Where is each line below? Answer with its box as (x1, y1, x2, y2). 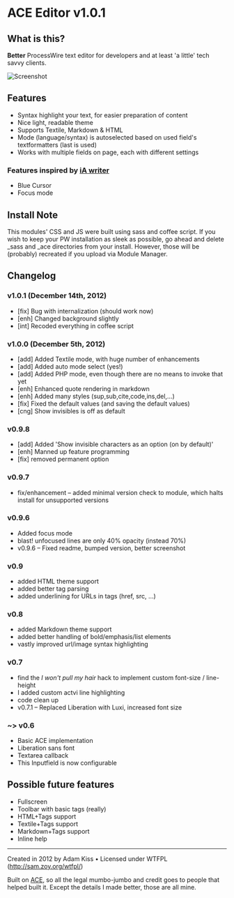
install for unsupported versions (17, 496, 109, 504)
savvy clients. (7, 59, 47, 67)
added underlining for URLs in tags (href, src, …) (17, 592, 157, 601)
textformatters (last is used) (17, 140, 97, 149)
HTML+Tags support (17, 812, 77, 820)
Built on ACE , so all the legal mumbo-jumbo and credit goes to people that (7, 875, 220, 884)
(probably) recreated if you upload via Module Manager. (7, 249, 169, 258)
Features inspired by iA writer (7, 165, 110, 175)
